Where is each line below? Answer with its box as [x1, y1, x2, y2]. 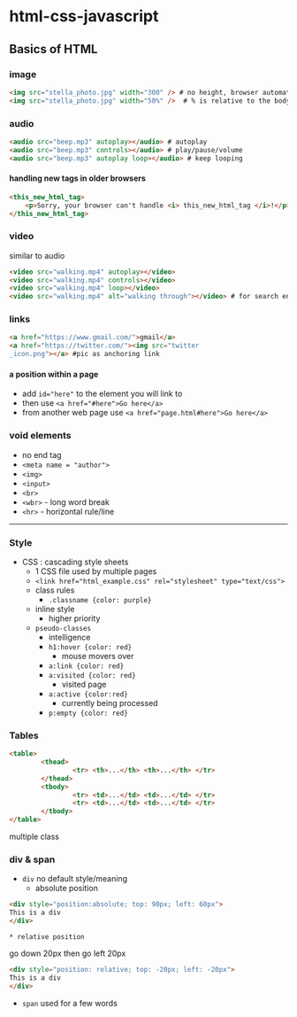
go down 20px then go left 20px [9, 948, 126, 959]
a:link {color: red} [48, 662, 125, 671]
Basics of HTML [9, 42, 98, 57]
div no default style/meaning [21, 873, 128, 884]
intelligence [48, 632, 91, 642]
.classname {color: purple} [48, 595, 152, 604]
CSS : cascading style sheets [21, 556, 129, 567]
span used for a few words [21, 998, 118, 1008]
